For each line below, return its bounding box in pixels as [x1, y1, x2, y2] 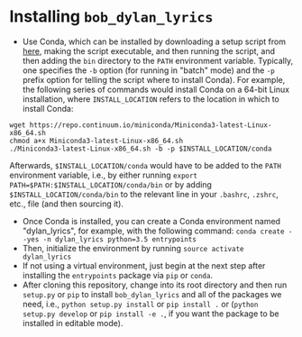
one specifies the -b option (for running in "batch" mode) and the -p [22, 65, 275, 76]
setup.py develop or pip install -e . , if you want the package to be [22, 308, 279, 319]
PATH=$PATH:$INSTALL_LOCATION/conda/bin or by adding [9, 178, 212, 190]
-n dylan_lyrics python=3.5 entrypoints [42, 234, 197, 244]
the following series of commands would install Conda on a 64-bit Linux [22, 84, 290, 95]
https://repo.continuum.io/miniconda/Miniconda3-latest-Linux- [29, 120, 272, 130]
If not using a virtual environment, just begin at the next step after [22, 260, 266, 271]
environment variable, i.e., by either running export [9, 169, 198, 180]
